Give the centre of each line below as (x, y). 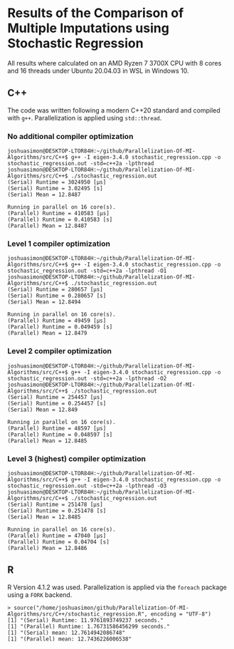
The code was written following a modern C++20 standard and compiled (114, 110)
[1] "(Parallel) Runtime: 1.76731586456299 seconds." (89, 626)
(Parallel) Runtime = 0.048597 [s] (60, 435)
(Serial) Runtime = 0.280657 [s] (57, 296)
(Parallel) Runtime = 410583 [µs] (59, 214)
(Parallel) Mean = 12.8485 (47, 441)
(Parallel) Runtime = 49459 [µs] (57, 321)
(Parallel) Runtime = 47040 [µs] (57, 536)
